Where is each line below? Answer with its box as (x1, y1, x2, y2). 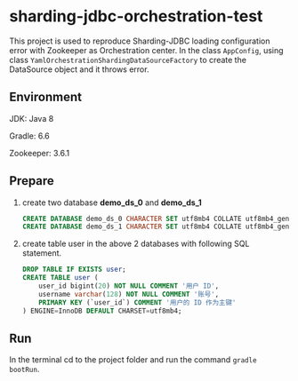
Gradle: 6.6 (9, 131, 51, 141)
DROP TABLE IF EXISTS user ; (21, 265, 127, 274)
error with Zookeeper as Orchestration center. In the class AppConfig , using (9, 44, 284, 55)
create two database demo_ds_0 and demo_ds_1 (21, 197, 202, 208)
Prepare (9, 173, 55, 188)
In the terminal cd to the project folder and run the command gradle (9, 354, 257, 365)
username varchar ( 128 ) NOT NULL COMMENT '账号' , (38, 290, 220, 298)
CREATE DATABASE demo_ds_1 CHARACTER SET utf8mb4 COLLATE (21, 222, 242, 232)
